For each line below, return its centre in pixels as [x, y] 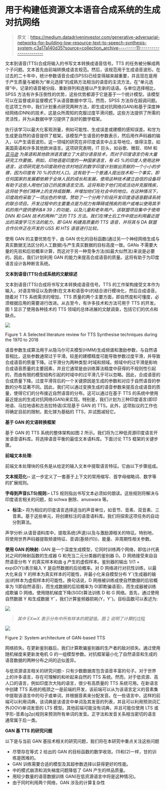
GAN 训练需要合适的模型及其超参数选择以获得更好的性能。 [72, 764]
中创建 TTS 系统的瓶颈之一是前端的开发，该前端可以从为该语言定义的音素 [80, 689]
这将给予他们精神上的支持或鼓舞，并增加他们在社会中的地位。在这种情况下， [83, 191]
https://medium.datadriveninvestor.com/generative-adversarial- [95, 37]
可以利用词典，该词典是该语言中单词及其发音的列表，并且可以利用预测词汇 [85, 702]
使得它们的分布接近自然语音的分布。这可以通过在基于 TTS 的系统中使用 [86, 393]
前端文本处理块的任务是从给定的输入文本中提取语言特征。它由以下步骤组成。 [83, 466]
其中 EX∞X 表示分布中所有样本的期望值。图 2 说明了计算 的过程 [81, 619]
